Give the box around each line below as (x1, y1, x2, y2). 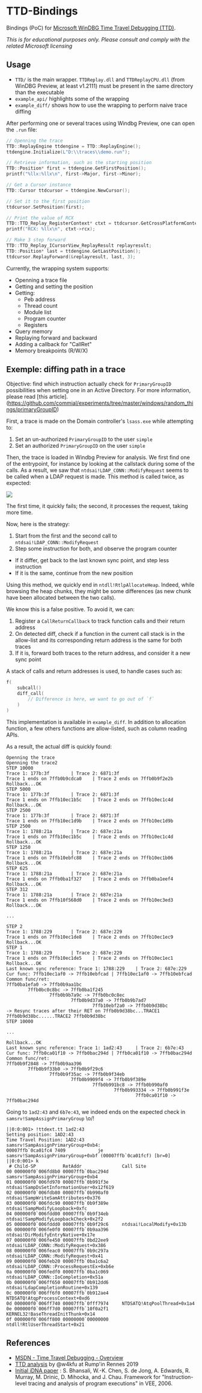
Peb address (23, 296, 56, 303)
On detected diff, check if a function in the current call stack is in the (14, 630, 185, 638)
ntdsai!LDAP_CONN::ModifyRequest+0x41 (6, 1253, 103, 1259)
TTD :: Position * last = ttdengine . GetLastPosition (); (6, 248, 141, 254)
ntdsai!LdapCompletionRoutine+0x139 (6, 1284, 98, 1290)
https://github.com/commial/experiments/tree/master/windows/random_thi (8, 399, 194, 407)
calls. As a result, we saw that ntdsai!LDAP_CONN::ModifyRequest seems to (6, 466, 189, 474)
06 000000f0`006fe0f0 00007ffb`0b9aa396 (6, 1226, 109, 1233)
